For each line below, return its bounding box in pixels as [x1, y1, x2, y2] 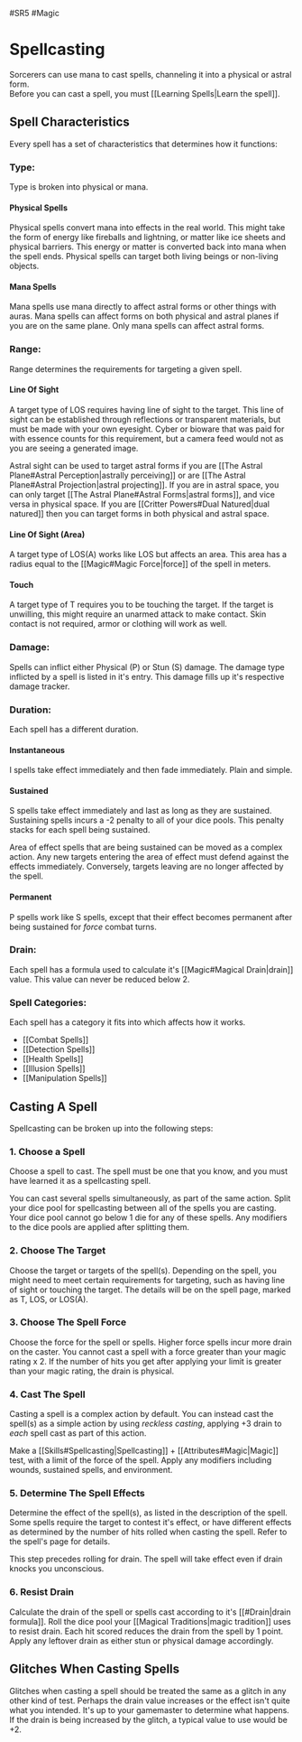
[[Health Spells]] [22, 1054, 84, 1065]
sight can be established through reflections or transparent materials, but [9, 414, 281, 424]
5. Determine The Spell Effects [9, 1487, 146, 1500]
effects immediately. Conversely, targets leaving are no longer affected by [9, 862, 284, 872]
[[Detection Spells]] [22, 1044, 96, 1055]
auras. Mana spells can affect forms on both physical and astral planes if [9, 311, 279, 321]
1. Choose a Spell [9, 1145, 86, 1158]
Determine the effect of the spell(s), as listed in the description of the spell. [9, 1507, 288, 1518]
